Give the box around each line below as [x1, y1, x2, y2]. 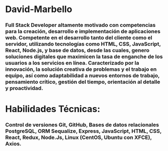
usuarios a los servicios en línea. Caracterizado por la [5, 60, 140, 67]
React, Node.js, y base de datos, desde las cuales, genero [5, 47, 150, 54]
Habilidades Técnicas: [5, 104, 100, 115]
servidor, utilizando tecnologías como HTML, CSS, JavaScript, [5, 40, 161, 47]
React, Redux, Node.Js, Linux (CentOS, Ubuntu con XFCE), [5, 134, 152, 141]
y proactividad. [5, 85, 43, 92]
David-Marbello [5, 4, 72, 15]
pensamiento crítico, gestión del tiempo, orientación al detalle [5, 78, 160, 85]
